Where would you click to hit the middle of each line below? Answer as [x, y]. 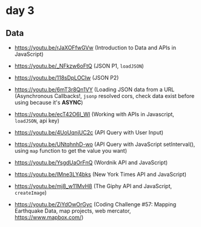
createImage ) [30, 193]
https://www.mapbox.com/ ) [49, 217]
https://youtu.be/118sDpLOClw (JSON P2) [66, 78]
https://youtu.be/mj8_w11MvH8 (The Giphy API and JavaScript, [93, 186]
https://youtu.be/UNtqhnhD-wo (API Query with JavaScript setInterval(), [105, 144]
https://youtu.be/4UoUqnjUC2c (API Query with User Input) [89, 132]
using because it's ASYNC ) [49, 102]
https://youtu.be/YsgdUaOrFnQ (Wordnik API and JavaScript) [91, 162]
